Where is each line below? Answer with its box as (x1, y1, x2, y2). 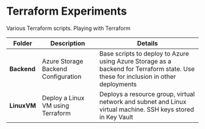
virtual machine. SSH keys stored (99, 105, 194, 114)
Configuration (41, 72, 82, 81)
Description (50, 39, 85, 47)
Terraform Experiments (6, 4, 127, 18)
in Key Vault (99, 112, 134, 121)
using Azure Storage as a (99, 57, 172, 65)
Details (137, 39, 158, 47)
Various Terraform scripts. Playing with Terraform (6, 24, 131, 32)
